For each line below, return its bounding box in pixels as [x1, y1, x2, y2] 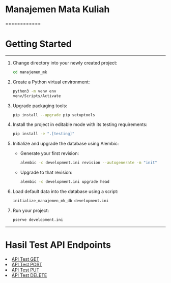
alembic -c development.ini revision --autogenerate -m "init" [20, 160, 158, 166]
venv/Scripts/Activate [12, 93, 61, 99]
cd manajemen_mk [12, 70, 47, 75]
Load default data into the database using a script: [12, 188, 119, 194]
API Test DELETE [12, 272, 47, 278]
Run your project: [12, 207, 49, 213]
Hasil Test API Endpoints [5, 239, 111, 250]
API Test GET [12, 256, 40, 262]
